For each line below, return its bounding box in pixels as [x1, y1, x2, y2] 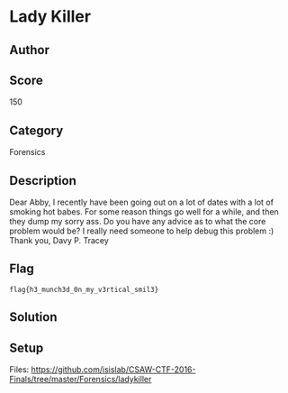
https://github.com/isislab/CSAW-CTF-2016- [31, 364, 196, 375]
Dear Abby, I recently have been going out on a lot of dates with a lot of [9, 196, 274, 208]
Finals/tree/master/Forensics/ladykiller [9, 374, 152, 385]
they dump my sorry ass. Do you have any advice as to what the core [9, 216, 266, 227]
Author [9, 42, 49, 58]
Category [9, 123, 64, 138]
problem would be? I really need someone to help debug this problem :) [9, 225, 274, 236]
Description [9, 173, 76, 188]
